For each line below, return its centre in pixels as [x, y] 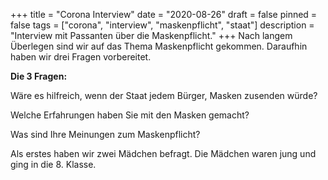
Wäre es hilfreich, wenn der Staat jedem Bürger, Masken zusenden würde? [164, 95]
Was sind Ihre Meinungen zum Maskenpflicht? [105, 134]
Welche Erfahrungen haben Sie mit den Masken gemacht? [130, 115]
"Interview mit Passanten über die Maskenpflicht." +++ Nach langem [151, 35]
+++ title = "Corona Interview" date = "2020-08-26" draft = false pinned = [164, 14]
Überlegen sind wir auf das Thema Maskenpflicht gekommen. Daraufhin [159, 46]
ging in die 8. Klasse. [53, 164]
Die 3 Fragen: [39, 76]
